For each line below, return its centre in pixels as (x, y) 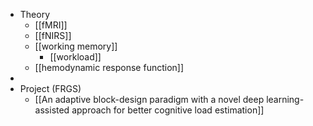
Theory (35, 14)
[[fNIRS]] (53, 35)
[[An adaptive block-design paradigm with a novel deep (149, 99)
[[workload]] (75, 57)
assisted (52, 110)
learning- (285, 99)
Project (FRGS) (50, 88)
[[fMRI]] (51, 25)
